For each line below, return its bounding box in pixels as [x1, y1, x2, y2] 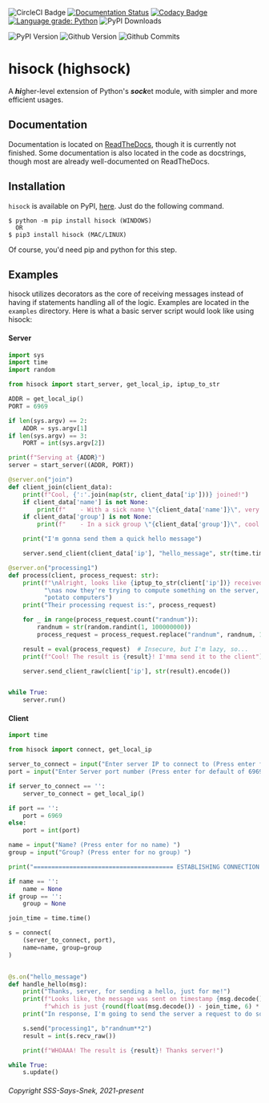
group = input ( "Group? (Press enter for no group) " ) [8, 849, 192, 857]
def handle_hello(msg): [8, 980, 88, 988]
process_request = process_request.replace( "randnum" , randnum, [37, 630, 256, 638]
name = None [22, 885, 62, 893]
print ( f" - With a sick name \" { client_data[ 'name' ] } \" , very [37, 506, 260, 514]
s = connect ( [8, 929, 52, 937]
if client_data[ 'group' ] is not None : [22, 513, 152, 521]
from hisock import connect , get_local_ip [8, 746, 152, 754]
